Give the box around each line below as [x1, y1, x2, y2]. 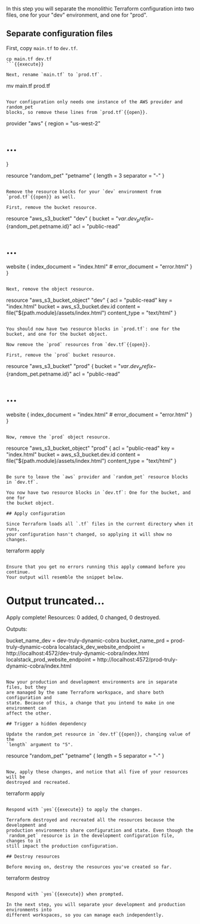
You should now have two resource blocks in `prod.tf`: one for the [6, 326, 180, 332]
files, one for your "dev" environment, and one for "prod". [6, 11, 147, 18]
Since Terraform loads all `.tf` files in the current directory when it [6, 521, 194, 527]
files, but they [6, 684, 47, 691]
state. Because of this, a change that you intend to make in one [6, 700, 175, 706]
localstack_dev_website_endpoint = [59, 644, 145, 651]
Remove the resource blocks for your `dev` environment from [6, 188, 162, 194]
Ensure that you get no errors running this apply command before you [6, 564, 186, 570]
